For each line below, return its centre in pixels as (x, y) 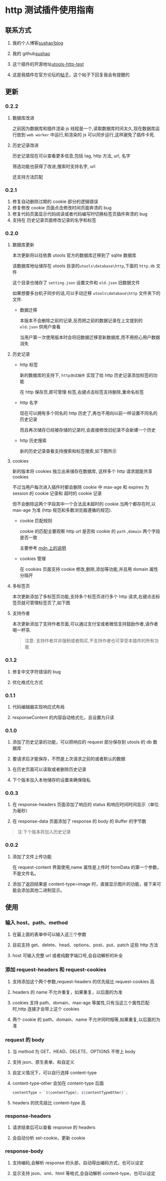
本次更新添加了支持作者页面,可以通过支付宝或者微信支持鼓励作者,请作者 (85, 624)
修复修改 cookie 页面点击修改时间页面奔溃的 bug (62, 207)
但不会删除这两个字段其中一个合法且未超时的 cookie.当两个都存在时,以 (84, 504)
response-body (24, 1151)
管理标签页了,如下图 (50, 603)
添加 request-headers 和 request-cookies (56, 970)
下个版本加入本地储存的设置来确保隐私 (51, 780)
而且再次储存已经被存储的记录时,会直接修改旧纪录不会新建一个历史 (88, 430)
